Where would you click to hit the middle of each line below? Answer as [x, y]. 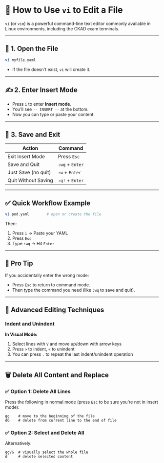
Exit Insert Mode [26, 157]
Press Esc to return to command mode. [51, 285]
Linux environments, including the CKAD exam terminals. [62, 28]
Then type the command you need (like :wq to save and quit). [73, 290]
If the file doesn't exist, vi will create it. [51, 69]
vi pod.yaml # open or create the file [53, 214]
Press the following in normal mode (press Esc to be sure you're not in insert [82, 402]
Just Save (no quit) [29, 172]
